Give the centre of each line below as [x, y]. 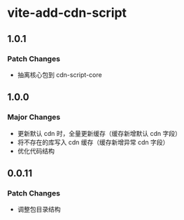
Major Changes [34, 117]
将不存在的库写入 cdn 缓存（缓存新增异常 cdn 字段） [93, 142]
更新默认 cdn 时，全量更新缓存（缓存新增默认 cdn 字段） [99, 133]
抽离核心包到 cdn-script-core [60, 74]
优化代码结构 [36, 151]
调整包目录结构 [39, 209]
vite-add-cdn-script [67, 13]
